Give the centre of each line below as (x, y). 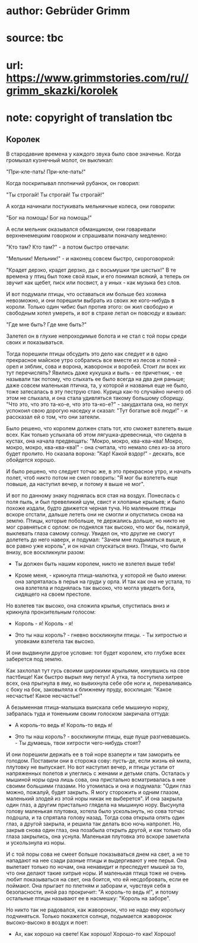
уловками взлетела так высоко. (55, 641)
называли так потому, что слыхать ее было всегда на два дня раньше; (96, 379)
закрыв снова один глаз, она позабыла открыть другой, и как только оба (99, 830)
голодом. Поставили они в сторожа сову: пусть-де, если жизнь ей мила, (99, 760)
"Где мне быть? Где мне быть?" (47, 324)
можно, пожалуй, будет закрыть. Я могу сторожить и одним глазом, (93, 792)
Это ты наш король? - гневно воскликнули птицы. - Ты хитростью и (101, 635)
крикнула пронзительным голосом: (51, 612)
